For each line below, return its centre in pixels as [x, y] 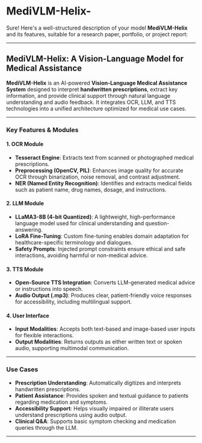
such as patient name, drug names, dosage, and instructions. [91, 190]
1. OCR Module [25, 144]
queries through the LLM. [46, 427]
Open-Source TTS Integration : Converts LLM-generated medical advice [105, 282]
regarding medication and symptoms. [61, 402]
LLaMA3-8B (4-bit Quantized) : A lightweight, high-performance [95, 217]
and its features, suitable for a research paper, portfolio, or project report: [97, 34]
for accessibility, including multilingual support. [73, 302]
